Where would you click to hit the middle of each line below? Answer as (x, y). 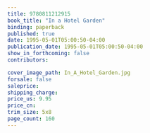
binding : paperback (36, 27)
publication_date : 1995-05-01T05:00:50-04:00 (75, 47)
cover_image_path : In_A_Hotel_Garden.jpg (69, 73)
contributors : (28, 60)
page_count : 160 (31, 119)
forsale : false (30, 79)
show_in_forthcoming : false (49, 54)
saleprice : (23, 86)
